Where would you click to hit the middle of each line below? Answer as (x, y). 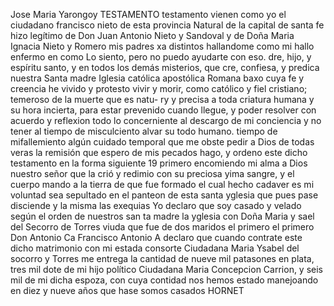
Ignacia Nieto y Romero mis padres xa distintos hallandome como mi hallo (162, 46)
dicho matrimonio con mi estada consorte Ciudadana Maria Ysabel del (155, 248)
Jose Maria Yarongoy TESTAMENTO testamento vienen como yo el (148, 14)
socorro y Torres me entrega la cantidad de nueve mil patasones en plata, (162, 258)
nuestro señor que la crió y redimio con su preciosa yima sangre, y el (152, 173)
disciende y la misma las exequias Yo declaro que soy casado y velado (156, 205)
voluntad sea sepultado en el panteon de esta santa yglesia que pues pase (164, 195)
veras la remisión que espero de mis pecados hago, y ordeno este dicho (159, 152)
